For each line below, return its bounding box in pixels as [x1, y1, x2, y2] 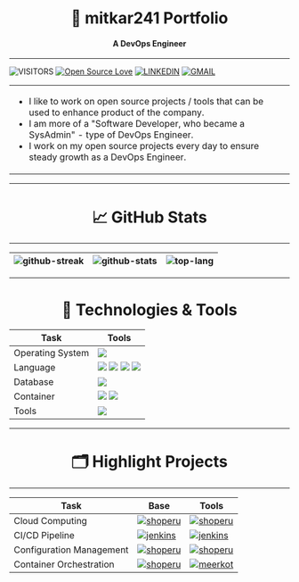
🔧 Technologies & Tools [61, 299, 238, 320]
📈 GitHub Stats [92, 207, 207, 227]
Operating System [13, 347, 90, 360]
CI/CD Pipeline [13, 529, 76, 542]
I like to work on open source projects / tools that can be [28, 96, 264, 108]
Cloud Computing [13, 515, 87, 528]
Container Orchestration [13, 558, 115, 570]
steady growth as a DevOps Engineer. [28, 151, 187, 163]
